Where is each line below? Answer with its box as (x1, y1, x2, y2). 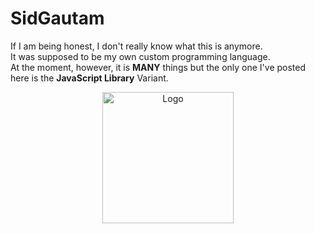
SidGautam (10, 7, 105, 30)
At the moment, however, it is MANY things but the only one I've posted (10, 61, 307, 73)
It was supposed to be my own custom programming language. (10, 50, 271, 62)
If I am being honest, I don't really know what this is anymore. (10, 40, 263, 52)
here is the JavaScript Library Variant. (10, 72, 169, 84)
